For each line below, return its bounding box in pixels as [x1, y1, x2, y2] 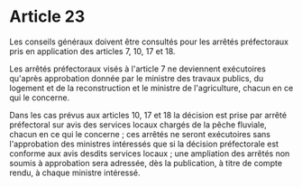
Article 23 [9, 6, 86, 27]
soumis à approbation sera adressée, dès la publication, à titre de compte [9, 157, 282, 168]
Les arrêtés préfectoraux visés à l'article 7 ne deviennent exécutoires [9, 63, 266, 74]
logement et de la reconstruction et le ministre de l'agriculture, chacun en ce [9, 82, 294, 93]
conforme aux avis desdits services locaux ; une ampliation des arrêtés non [9, 147, 290, 159]
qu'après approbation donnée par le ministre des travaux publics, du [9, 72, 264, 83]
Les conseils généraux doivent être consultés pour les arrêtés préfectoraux [9, 36, 288, 47]
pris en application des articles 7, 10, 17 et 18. [9, 45, 176, 56]
